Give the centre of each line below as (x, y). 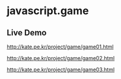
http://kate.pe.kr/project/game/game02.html (61, 58)
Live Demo (27, 33)
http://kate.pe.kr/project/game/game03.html (61, 70)
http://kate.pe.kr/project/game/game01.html (60, 47)
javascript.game (48, 11)
